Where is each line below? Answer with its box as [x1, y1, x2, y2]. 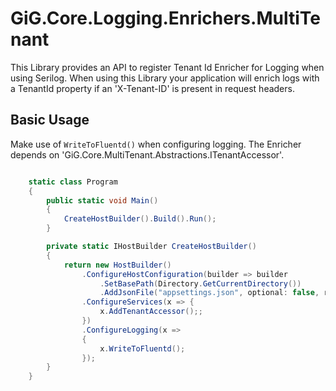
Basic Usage [10, 112, 90, 129]
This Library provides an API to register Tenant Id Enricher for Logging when [10, 61, 325, 73]
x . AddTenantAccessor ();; [99, 307, 203, 317]
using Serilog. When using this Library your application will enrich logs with [10, 72, 320, 84]
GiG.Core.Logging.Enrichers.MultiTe [10, 7, 321, 30]
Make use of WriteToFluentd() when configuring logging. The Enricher [10, 138, 302, 150]
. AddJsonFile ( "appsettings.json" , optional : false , [99, 288, 320, 298]
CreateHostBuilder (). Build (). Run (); [63, 214, 217, 224]
